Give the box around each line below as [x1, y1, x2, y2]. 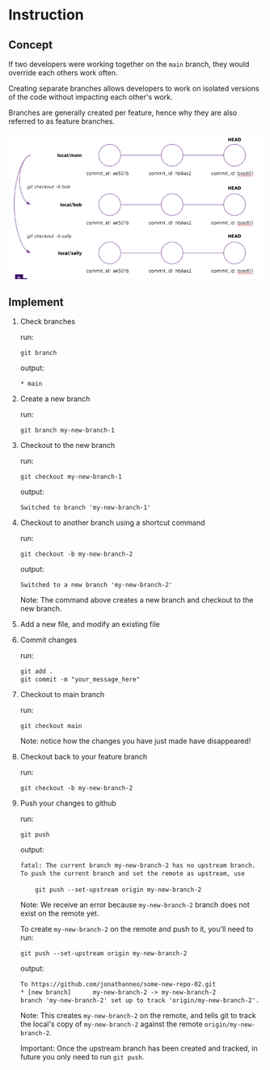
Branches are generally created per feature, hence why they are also [8, 108, 238, 117]
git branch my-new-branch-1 [19, 426, 115, 434]
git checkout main [19, 722, 82, 730]
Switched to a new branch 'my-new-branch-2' [19, 581, 173, 590]
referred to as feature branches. [8, 116, 116, 126]
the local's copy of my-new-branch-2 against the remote [19, 1019, 204, 1029]
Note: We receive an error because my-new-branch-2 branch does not [19, 900, 251, 910]
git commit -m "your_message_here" [19, 675, 141, 684]
